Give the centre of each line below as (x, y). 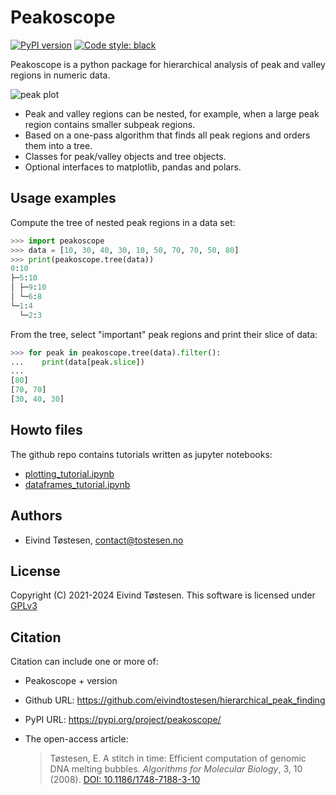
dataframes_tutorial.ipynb (77, 484)
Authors (36, 516)
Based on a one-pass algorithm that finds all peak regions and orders (167, 135)
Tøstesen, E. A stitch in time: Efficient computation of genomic (178, 758)
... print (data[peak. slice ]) (77, 362)
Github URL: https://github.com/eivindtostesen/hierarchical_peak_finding (175, 700)
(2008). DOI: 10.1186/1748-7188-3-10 (125, 780)
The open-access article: (76, 739)
